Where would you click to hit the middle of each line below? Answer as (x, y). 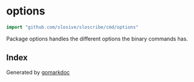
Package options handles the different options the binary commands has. (97, 39)
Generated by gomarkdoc (38, 72)
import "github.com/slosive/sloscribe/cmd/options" (72, 27)
